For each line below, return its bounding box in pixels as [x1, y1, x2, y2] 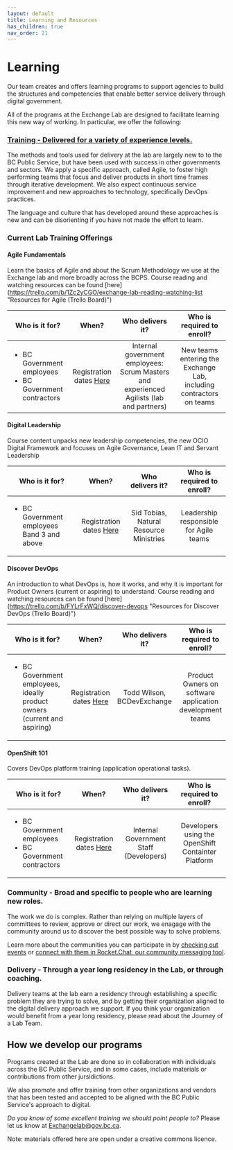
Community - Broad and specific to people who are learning [7, 888, 213, 898]
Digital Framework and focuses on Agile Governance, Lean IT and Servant [7, 443, 219, 452]
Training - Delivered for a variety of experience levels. [7, 135, 193, 145]
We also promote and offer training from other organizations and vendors [7, 1085, 216, 1094]
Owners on [182, 679, 218, 689]
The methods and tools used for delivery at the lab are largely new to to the [7, 151, 223, 160]
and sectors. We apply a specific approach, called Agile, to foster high [7, 166, 208, 174]
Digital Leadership [7, 421, 61, 429]
